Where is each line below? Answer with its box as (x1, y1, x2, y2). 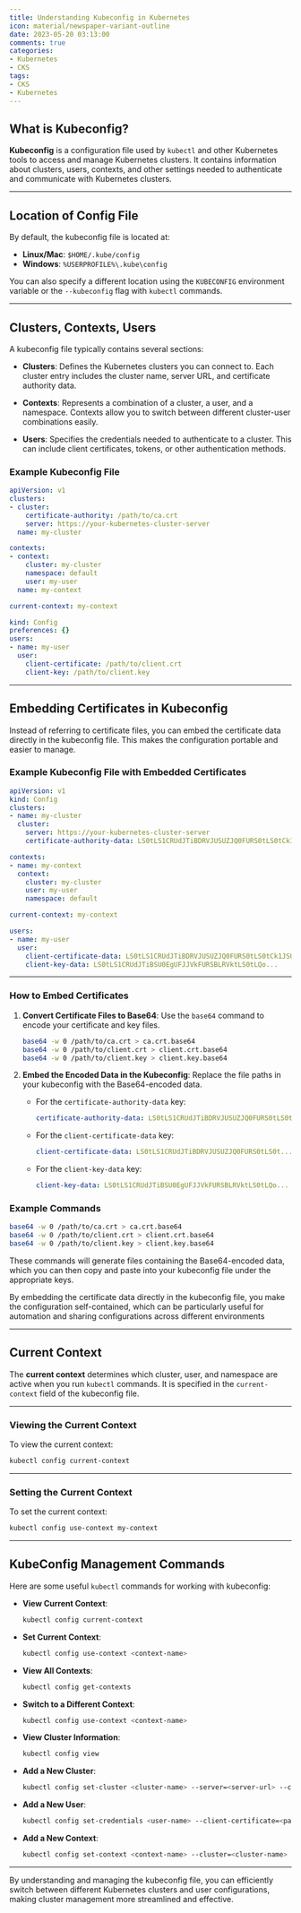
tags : (9, 72, 30, 81)
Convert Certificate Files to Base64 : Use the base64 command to (21, 1010, 264, 1021)
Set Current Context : (21, 1632, 101, 1642)
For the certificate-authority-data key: (35, 1097, 186, 1107)
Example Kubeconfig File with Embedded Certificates (9, 766, 247, 779)
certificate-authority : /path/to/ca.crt (25, 511, 178, 520)
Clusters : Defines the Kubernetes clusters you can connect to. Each (21, 360, 275, 372)
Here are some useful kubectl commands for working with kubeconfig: (9, 1581, 271, 1591)
